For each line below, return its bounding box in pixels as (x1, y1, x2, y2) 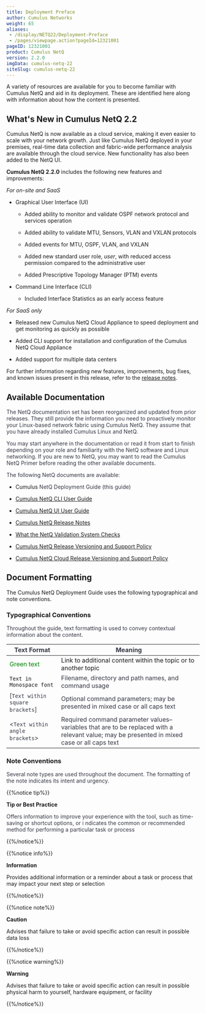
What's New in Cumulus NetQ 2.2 (6, 114, 137, 124)
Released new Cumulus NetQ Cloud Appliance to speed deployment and (15, 319, 199, 326)
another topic (61, 664, 100, 672)
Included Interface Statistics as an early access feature (24, 295, 164, 302)
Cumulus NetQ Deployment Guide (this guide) (15, 483, 131, 491)
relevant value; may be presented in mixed (61, 731, 183, 739)
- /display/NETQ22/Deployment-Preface (9, 32, 109, 38)
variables (61, 723, 88, 731)
